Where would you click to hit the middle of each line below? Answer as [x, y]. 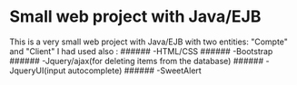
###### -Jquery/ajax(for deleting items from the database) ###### [137, 61]
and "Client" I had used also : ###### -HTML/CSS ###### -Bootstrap [141, 51]
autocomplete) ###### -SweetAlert [134, 71]
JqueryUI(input [38, 71]
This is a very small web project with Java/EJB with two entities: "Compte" [149, 42]
